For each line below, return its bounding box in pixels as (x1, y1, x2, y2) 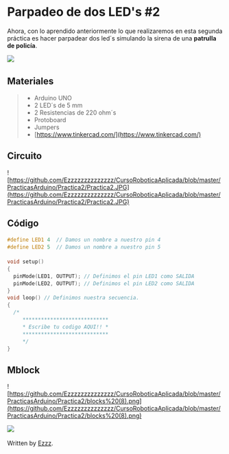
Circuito (7, 150, 43, 162)
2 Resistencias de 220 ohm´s (34, 108, 117, 117)
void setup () (7, 258, 45, 265)
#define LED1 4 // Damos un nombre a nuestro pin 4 (7, 236, 161, 244)
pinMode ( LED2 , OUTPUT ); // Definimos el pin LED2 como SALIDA (13, 280, 195, 287)
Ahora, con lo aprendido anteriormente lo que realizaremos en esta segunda (7, 27, 223, 35)
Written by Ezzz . (7, 439, 53, 447)
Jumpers (34, 123, 60, 131)
